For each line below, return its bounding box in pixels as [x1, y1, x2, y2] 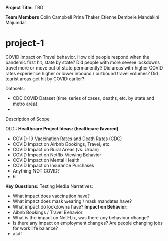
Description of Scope [5, 116, 50, 122]
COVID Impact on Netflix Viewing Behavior [12, 152, 102, 158]
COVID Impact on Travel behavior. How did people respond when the [5, 54, 150, 60]
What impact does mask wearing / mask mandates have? [12, 198, 132, 204]
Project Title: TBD [5, 5, 44, 10]
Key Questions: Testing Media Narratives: [5, 183, 93, 189]
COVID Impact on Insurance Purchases [12, 162, 94, 168]
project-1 [5, 38, 44, 49]
